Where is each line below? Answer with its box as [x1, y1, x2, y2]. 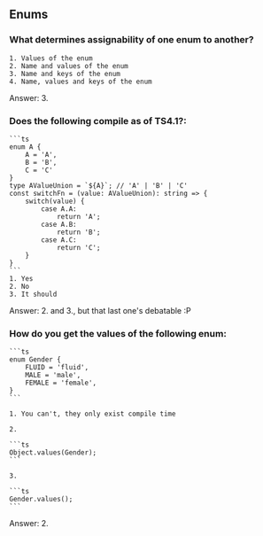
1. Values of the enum [9, 53, 93, 63]
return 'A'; [56, 212, 101, 221]
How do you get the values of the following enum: [9, 327, 228, 339]
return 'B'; [56, 228, 101, 237]
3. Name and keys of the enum [9, 69, 121, 78]
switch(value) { [25, 197, 86, 206]
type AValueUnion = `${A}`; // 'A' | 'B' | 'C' [9, 181, 189, 190]
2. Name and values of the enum [9, 61, 128, 70]
